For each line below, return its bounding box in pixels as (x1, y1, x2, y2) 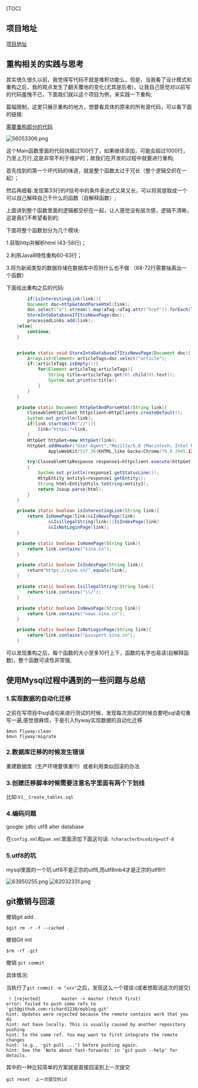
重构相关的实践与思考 (6, 59, 84, 70)
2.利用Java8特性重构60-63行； (6, 252, 82, 259)
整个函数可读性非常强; (18, 657, 72, 664)
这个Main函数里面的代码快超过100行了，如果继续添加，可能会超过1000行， (6, 147, 189, 154)
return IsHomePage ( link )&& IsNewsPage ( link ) (27, 513, 136, 519)
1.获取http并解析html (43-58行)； (6, 239, 87, 246)
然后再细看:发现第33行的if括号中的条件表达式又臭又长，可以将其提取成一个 (6, 187, 187, 194)
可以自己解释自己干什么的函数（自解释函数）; (6, 194, 117, 201)
